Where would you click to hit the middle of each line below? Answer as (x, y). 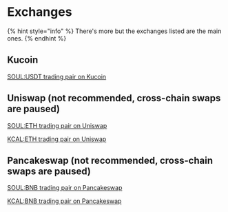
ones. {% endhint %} (37, 38)
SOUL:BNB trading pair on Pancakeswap (65, 188)
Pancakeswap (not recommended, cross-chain (110, 160)
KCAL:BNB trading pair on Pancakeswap (64, 201)
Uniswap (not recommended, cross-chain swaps (114, 98)
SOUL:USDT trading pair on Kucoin (57, 76)
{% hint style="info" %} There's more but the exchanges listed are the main (114, 31)
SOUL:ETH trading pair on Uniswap (57, 125)
